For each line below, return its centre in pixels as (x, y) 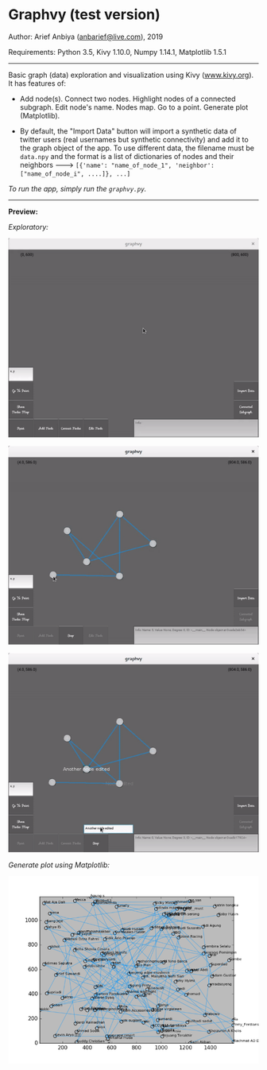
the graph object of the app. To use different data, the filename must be (137, 148)
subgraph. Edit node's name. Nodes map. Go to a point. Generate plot (134, 107)
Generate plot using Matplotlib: (59, 865)
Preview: (23, 211)
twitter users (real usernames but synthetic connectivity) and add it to (134, 139)
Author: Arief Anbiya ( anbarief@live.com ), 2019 (86, 37)
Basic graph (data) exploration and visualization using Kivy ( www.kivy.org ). (131, 75)
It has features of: (37, 83)
